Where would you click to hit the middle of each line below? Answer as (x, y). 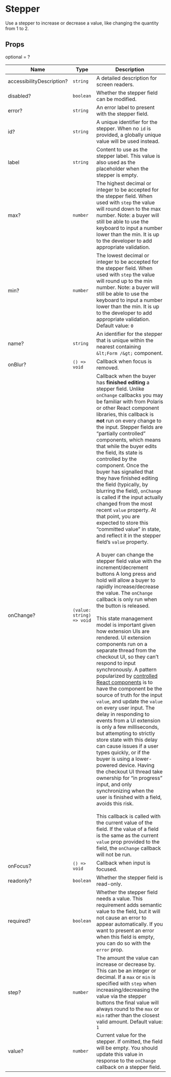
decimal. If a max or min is (126, 977)
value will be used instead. (128, 141)
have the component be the (129, 689)
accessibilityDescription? (38, 81)
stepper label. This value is (128, 156)
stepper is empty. (117, 175)
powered (107, 765)
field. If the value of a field (127, 829)
